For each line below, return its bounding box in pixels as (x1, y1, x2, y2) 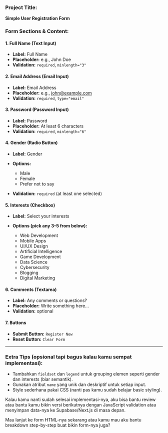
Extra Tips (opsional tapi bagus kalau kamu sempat (5, 353, 132, 360)
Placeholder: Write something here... (12, 303, 89, 309)
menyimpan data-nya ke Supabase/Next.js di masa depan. (5, 407, 126, 413)
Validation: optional (12, 308, 53, 314)
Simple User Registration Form (5, 15, 70, 21)
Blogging (19, 269, 38, 276)
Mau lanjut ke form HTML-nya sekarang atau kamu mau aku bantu (5, 416, 141, 422)
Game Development (19, 254, 61, 260)
